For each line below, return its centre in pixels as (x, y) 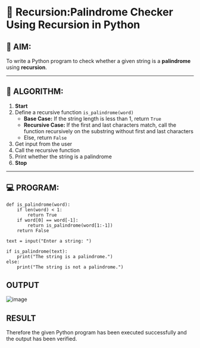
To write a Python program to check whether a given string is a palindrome (99, 61)
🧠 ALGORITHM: (35, 92)
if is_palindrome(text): (37, 251)
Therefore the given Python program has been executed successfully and (97, 333)
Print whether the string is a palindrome (63, 156)
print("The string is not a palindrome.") (70, 267)
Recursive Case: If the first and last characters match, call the (100, 125)
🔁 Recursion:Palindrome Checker (90, 12)
